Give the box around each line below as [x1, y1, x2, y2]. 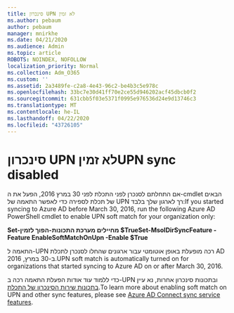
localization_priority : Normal [7, 63, 99, 70]
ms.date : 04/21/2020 [7, 37, 68, 44]
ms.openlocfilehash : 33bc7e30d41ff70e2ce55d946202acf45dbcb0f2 [7, 89, 197, 96]
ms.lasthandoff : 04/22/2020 [7, 115, 90, 122]
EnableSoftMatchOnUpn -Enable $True [31, 234, 148, 242]
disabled [7, 167, 59, 183]
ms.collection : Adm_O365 [7, 69, 80, 76]
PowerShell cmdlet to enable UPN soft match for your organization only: [7, 212, 216, 221]
